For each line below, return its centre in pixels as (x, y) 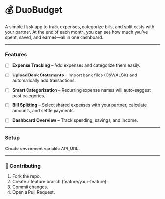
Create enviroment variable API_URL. (42, 149)
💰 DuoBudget (34, 10)
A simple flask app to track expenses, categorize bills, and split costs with (80, 27)
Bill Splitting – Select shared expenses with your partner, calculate (80, 105)
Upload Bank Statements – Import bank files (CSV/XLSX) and (75, 75)
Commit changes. (30, 187)
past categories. (29, 96)
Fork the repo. (27, 176)
